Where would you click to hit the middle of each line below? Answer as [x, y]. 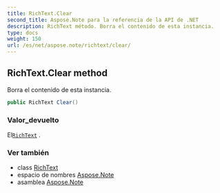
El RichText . [24, 135]
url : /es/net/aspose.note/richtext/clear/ [69, 45]
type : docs [23, 33]
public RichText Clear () [43, 102]
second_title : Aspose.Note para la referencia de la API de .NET [103, 20]
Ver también [28, 152]
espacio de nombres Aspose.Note [66, 175]
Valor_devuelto [33, 120]
